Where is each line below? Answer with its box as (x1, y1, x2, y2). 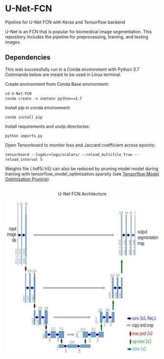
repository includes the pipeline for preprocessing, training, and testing (5, 34, 148, 40)
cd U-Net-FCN (5, 91, 32, 96)
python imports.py (5, 133, 43, 138)
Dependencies (5, 53, 50, 62)
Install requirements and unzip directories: (5, 123, 90, 129)
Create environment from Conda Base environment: (5, 81, 109, 87)
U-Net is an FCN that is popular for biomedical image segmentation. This (5, 28, 152, 34)
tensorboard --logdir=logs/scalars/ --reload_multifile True (5, 152, 133, 157)
